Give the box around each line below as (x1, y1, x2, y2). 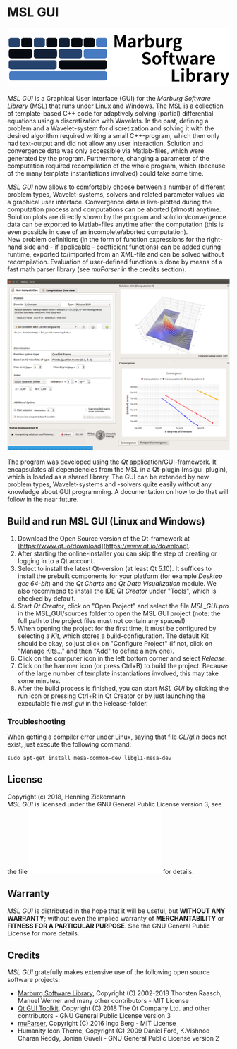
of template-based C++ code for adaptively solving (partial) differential (7, 109, 214, 118)
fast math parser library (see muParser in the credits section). (7, 265, 187, 274)
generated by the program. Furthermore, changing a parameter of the (7, 154, 209, 163)
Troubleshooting (7, 716, 66, 726)
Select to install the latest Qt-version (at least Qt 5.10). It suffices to (17, 564, 212, 572)
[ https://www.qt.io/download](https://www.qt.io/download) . (17, 541, 191, 550)
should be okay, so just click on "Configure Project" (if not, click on (17, 639, 213, 647)
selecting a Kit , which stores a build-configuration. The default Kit (17, 632, 209, 640)
